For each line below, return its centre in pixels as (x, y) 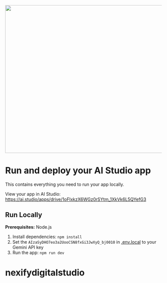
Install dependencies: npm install (47, 237)
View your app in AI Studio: (33, 194)
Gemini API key (28, 247)
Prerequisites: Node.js (29, 227)
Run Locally (24, 215)
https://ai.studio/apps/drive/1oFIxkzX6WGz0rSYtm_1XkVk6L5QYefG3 (76, 199)
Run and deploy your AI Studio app (78, 171)
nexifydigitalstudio (45, 272)
